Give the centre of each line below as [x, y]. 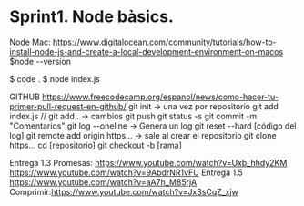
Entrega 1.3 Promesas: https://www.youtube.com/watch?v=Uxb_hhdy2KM [148, 162]
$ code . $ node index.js [55, 78]
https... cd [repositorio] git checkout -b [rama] [96, 145]
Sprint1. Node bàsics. [92, 17]
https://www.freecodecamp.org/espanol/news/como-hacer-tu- [161, 97]
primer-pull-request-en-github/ [68, 106]
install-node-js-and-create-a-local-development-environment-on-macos [147, 51]
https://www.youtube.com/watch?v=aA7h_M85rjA [103, 182]
